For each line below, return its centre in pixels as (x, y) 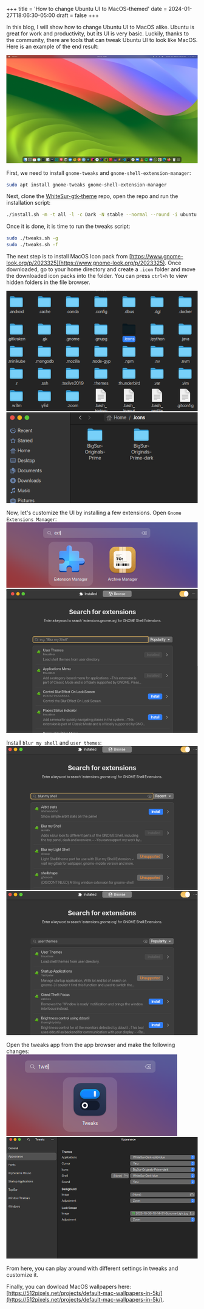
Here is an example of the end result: (53, 46)
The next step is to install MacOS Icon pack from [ (69, 256)
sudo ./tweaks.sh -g (32, 238)
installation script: (29, 203)
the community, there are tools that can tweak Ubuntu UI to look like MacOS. (102, 40)
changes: (18, 1051)
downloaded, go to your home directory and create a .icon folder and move (101, 269)
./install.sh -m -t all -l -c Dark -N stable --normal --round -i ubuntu (102, 215)
